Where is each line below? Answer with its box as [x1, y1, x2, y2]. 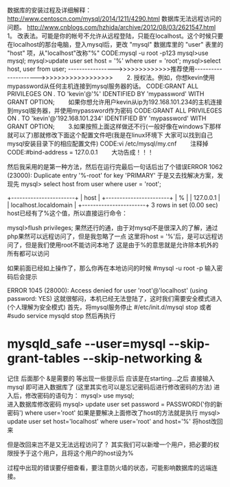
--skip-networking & [82, 351, 203, 366]
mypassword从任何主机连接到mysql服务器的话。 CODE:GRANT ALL [7, 82, 199, 90]
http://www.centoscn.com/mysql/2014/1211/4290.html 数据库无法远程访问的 [7, 14, 222, 23]
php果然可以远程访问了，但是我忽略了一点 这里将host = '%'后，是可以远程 [7, 232, 218, 240]
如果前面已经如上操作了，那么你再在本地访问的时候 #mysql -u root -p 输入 [7, 264, 217, 272]
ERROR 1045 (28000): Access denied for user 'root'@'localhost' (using [7, 286, 208, 294]
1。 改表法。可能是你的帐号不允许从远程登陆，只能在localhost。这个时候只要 [7, 32, 224, 40]
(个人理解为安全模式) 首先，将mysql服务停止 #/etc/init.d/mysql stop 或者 [7, 303, 212, 311]
